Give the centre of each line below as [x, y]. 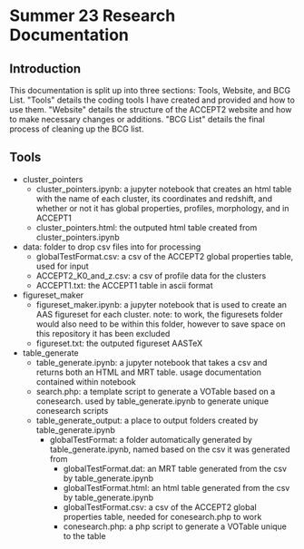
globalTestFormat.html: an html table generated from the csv [177, 487]
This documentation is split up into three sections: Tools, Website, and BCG [150, 90]
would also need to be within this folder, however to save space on [161, 324]
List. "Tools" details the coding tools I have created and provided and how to [152, 100]
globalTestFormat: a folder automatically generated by [151, 439]
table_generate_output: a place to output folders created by [147, 420]
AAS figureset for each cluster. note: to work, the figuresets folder [159, 314]
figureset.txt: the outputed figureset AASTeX [119, 343]
